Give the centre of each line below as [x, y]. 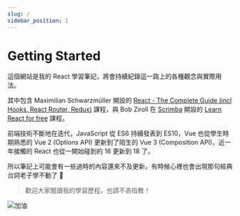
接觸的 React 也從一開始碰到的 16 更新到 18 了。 [84, 151]
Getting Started [54, 56]
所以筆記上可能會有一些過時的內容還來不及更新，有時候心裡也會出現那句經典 [120, 166]
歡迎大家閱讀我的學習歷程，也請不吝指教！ [87, 190]
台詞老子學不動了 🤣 [36, 175]
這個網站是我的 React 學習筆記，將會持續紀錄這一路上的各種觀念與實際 [111, 76]
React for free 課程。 [38, 118]
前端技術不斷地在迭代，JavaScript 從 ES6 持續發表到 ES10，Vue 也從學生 [115, 133]
